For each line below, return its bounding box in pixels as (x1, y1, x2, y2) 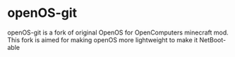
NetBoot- (199, 35, 227, 44)
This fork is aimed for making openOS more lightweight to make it (7, 35, 198, 44)
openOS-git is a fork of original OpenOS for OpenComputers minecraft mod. (7, 28, 229, 37)
